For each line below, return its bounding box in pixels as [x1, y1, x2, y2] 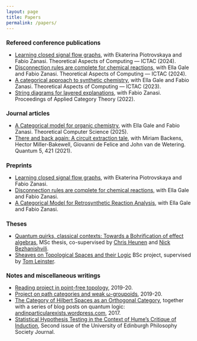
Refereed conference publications [6, 39, 101, 46]
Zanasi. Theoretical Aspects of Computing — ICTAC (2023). [14, 83, 161, 90]
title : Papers [6, 14, 42, 20]
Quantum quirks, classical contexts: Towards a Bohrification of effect [14, 232, 184, 239]
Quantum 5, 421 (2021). [14, 147, 72, 155]
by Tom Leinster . [14, 257, 56, 265]
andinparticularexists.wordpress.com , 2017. [14, 309, 121, 317]
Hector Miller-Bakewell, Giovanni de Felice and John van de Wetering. [14, 141, 186, 148]
